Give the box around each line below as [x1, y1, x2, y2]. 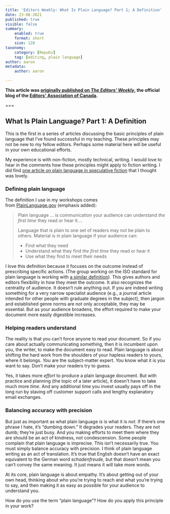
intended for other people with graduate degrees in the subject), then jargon [5, 295, 165, 302]
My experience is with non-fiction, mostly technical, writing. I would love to [5, 156, 162, 162]
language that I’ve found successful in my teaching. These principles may [5, 135, 159, 142]
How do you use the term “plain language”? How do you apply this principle [5, 497, 163, 503]
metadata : [5, 64, 26, 69]
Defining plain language [5, 185, 65, 192]
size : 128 [14, 41, 36, 46]
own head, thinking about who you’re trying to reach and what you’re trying [5, 476, 163, 483]
